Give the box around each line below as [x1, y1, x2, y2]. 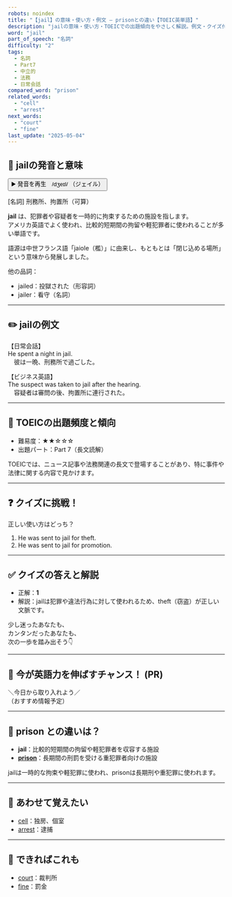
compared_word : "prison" [8, 87, 79, 94]
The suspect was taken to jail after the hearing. [8, 380, 141, 388]
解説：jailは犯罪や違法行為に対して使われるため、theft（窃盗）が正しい [17, 598, 220, 606]
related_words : [8, 94, 52, 101]
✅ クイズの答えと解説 [8, 569, 99, 580]
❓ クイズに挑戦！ [8, 497, 78, 509]
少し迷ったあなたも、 [8, 620, 68, 629]
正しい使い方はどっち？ [8, 520, 74, 528]
